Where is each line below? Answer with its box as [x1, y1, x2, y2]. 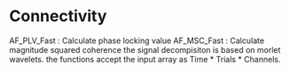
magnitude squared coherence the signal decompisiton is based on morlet [9, 44, 281, 55]
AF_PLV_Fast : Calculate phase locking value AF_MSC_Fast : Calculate [9, 35, 264, 46]
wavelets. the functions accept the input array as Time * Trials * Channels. [9, 54, 281, 64]
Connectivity [9, 6, 107, 26]
